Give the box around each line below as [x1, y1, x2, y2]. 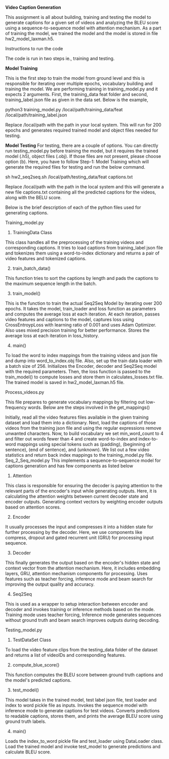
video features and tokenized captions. [5, 256, 87, 261]
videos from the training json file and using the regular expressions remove [5, 425, 162, 431]
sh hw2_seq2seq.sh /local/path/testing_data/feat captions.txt [5, 174, 133, 180]
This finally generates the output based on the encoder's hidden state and [5, 560, 160, 565]
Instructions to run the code [5, 46, 63, 51]
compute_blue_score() [12, 662, 60, 668]
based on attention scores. [5, 504, 61, 510]
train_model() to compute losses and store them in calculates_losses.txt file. [5, 374, 163, 380]
